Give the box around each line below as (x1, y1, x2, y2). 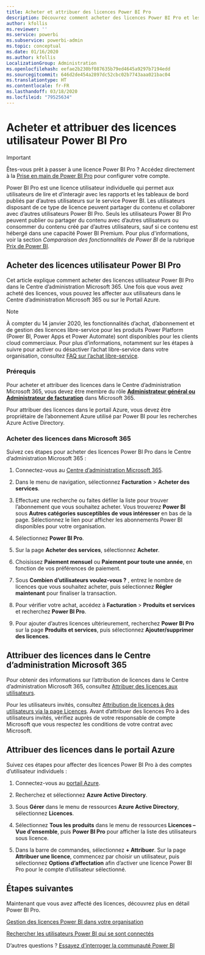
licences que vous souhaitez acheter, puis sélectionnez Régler (15, 583, 173, 591)
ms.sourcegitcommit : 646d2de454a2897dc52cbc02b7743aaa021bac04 (6, 72, 171, 78)
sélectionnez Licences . (15, 809, 74, 817)
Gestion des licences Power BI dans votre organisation (6, 918, 143, 925)
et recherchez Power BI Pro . (15, 608, 87, 615)
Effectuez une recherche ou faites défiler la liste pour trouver (15, 496, 169, 504)
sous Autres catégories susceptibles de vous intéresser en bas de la (15, 510, 192, 517)
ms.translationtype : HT (6, 77, 67, 83)
